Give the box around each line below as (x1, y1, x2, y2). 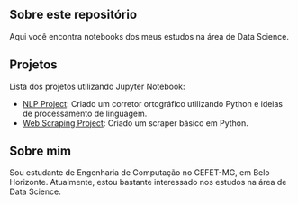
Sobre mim (9, 144, 72, 159)
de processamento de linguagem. (22, 108, 148, 119)
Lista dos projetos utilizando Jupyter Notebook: (9, 81, 186, 92)
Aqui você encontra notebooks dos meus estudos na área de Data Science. (9, 31, 290, 41)
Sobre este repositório (9, 7, 138, 22)
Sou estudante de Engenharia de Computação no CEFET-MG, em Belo (9, 167, 270, 178)
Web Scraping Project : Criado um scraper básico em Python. (22, 117, 249, 129)
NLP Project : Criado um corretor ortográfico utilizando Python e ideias (22, 98, 284, 109)
